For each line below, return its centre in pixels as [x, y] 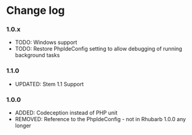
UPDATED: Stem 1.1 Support [49, 84]
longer [23, 126]
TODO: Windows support [46, 42]
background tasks [37, 55]
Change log [36, 11]
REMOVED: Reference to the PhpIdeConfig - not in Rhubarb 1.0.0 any [101, 119]
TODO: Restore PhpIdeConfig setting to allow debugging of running [98, 49]
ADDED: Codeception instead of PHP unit [66, 113]
